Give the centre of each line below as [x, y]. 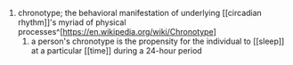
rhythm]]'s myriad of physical [72, 22]
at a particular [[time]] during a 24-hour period [116, 51]
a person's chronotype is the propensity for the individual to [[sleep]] [158, 41]
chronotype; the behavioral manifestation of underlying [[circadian [140, 13]
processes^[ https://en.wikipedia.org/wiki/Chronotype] [117, 32]
